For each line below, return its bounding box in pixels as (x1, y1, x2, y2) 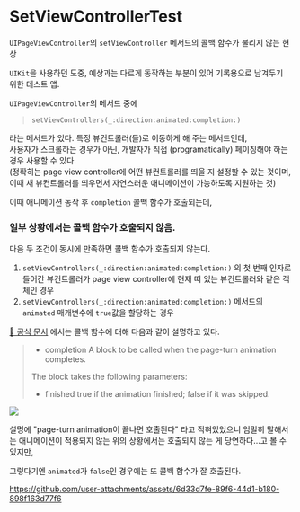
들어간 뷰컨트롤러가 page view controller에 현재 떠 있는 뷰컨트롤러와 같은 (22, 274, 281, 285)
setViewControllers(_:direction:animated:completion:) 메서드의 (22, 296, 263, 307)
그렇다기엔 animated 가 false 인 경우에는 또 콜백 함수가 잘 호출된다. (9, 465, 241, 477)
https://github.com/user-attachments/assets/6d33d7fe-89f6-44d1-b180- (9, 483, 280, 495)
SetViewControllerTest (9, 6, 182, 27)
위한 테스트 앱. (9, 78, 60, 89)
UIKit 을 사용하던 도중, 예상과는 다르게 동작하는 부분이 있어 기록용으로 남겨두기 (9, 67, 284, 78)
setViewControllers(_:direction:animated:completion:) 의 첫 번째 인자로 (22, 262, 292, 273)
